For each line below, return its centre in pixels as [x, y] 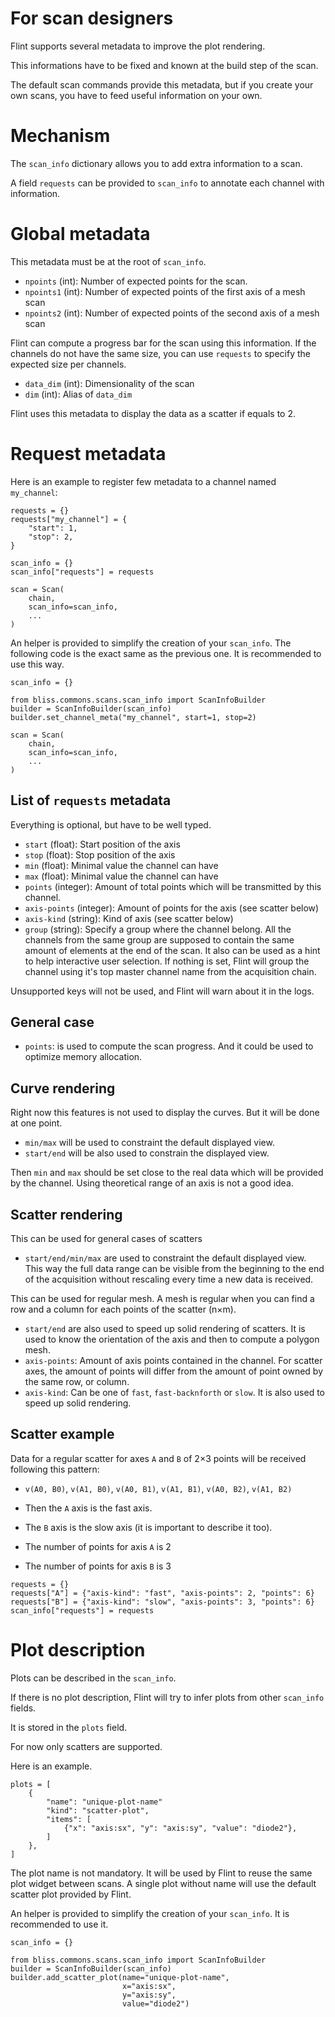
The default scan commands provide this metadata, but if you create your [162, 84]
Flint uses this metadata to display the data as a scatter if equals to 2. [153, 413]
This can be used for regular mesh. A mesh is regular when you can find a [162, 1298]
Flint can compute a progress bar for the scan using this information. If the [163, 343]
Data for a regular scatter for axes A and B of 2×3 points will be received [158, 1458]
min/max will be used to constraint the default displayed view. [149, 1143]
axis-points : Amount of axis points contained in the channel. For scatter [173, 1360]
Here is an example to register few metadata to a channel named [143, 481]
